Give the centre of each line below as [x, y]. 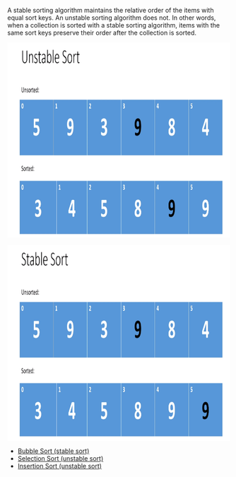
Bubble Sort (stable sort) [53, 451]
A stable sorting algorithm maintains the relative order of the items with [111, 10]
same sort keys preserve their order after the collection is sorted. [102, 33]
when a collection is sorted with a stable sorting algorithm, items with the [114, 25]
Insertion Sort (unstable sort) [60, 466]
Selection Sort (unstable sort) [60, 458]
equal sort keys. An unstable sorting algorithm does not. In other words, [112, 18]
